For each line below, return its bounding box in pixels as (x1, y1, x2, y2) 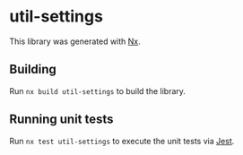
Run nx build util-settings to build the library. (9, 85, 187, 96)
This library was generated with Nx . (9, 36, 141, 47)
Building (9, 62, 56, 77)
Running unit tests (9, 112, 114, 127)
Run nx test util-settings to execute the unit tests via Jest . (9, 135, 235, 146)
